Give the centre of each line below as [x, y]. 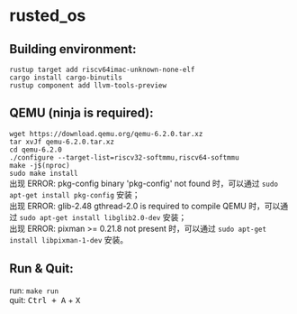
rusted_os [48, 16]
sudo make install [44, 173]
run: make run [34, 291]
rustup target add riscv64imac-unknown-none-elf [102, 69]
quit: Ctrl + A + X [45, 300]
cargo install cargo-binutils [66, 78]
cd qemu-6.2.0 [36, 150]
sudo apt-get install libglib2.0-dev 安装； [103, 217]
